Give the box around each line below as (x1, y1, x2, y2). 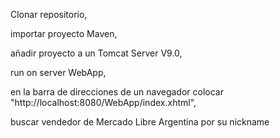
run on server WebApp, (10, 67, 107, 78)
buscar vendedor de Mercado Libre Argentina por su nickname (10, 116, 270, 128)
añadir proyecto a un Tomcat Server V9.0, (10, 47, 183, 59)
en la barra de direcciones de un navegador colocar (10, 86, 224, 98)
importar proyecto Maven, (10, 28, 118, 39)
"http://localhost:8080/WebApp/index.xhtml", (10, 97, 197, 108)
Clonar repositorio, (10, 9, 88, 20)
